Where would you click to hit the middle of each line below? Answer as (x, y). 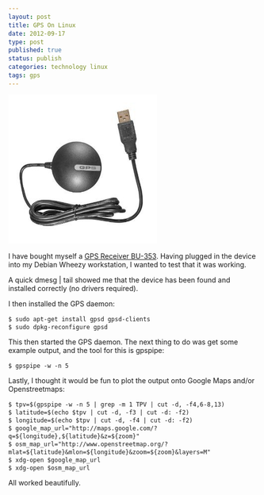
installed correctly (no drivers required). (73, 288)
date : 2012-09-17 (37, 33)
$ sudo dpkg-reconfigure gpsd (58, 327)
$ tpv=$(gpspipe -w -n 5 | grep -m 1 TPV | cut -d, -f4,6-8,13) (117, 405)
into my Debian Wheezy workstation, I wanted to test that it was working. (128, 264)
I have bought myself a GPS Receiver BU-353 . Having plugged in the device (132, 256)
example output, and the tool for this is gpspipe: (86, 350)
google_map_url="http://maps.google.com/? (86, 428)
